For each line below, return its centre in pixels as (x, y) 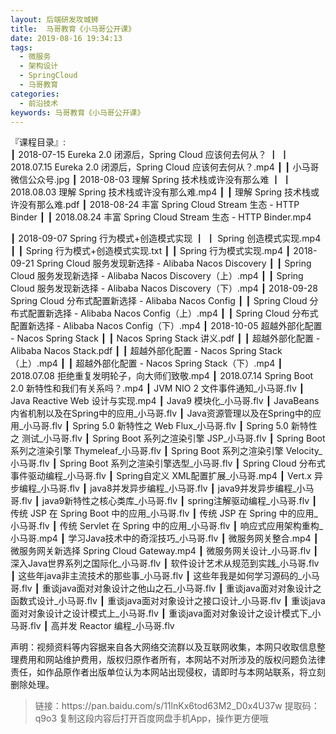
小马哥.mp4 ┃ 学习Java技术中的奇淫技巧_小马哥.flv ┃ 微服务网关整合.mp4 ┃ (165, 538)
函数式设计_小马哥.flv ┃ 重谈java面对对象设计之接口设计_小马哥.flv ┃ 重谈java (168, 601)
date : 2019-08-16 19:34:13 (66, 38)
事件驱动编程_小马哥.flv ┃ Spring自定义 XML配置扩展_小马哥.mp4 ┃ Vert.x (161, 476)
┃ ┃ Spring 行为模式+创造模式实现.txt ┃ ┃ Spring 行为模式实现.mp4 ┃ (151, 251)
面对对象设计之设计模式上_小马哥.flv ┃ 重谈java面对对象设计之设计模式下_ (161, 613)
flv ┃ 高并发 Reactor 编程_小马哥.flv (102, 626)
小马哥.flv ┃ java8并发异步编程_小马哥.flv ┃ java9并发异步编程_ (168, 488)
